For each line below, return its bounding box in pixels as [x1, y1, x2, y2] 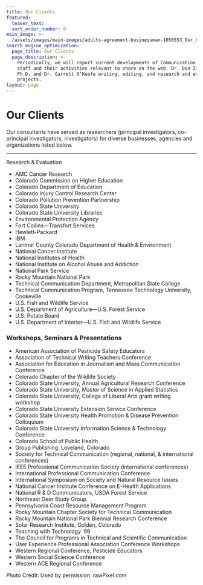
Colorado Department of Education [14, 183, 103, 190]
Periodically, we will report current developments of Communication [17, 59, 196, 65]
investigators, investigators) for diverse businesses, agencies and [29, 135, 193, 142]
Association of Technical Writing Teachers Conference [14, 354, 151, 361]
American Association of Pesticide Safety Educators [14, 347, 145, 355]
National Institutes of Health [14, 254, 85, 261]
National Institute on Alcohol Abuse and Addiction [14, 260, 139, 267]
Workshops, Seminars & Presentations [6, 333, 122, 342]
